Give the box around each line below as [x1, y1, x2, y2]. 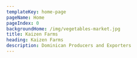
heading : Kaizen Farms [6, 37, 64, 43]
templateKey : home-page [6, 8, 67, 15]
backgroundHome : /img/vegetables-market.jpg [6, 25, 121, 32]
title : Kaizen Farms [6, 31, 59, 37]
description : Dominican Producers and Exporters [6, 43, 132, 49]
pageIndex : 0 [6, 20, 39, 26]
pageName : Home [6, 14, 45, 21]
